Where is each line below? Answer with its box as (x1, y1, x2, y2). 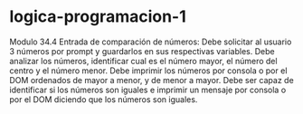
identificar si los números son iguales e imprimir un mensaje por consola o (9, 84, 287, 95)
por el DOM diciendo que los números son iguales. (9, 93, 198, 105)
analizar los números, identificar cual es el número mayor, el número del (9, 55, 278, 66)
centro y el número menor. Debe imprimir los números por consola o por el (9, 65, 288, 76)
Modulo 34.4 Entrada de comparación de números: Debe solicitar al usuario (9, 36, 292, 47)
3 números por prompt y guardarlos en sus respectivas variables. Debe (9, 45, 275, 56)
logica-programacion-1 (9, 6, 187, 27)
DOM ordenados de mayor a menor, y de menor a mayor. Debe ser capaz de (9, 74, 294, 85)
